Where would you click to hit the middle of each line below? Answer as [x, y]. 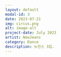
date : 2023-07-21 [23, 19]
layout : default [22, 10]
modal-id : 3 [17, 14]
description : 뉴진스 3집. [30, 47]
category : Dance [22, 42]
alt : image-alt [21, 28]
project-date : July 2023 [31, 33]
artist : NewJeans [23, 38]
